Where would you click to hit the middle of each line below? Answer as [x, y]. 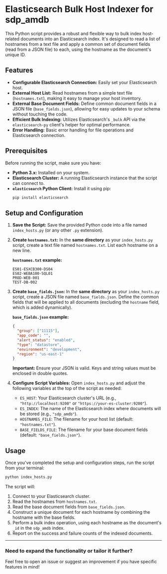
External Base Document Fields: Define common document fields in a [84, 104]
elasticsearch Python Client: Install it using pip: [62, 188]
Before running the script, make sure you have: [53, 163]
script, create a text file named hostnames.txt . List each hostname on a [85, 245]
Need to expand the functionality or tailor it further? [69, 551]
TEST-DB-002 [25, 282]
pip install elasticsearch [40, 198]
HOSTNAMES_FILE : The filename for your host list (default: [76, 419]
